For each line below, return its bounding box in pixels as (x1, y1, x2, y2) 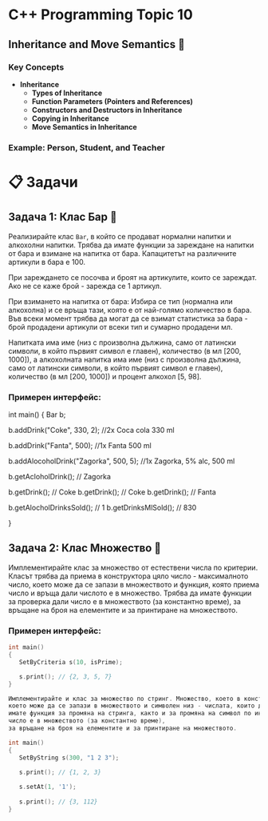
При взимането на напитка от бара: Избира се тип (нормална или (8, 296, 233, 306)
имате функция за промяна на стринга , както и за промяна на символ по (8, 710, 251, 718)
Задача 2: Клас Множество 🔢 (8, 542, 162, 555)
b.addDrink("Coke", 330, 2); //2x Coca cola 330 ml (8, 426, 175, 435)
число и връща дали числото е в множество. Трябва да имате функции (8, 588, 252, 598)
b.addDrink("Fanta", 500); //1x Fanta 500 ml (8, 441, 152, 451)
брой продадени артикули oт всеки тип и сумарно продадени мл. (8, 322, 233, 331)
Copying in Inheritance (31, 114, 109, 123)
